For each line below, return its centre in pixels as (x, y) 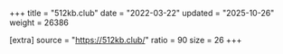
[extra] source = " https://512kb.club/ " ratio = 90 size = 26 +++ (126, 40)
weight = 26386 (39, 22)
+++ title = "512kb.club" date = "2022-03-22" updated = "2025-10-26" (142, 13)
